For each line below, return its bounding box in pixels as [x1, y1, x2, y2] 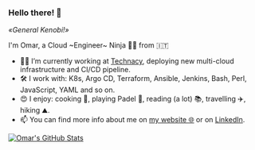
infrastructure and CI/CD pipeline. [19, 65, 131, 75]
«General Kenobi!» [8, 25, 69, 35]
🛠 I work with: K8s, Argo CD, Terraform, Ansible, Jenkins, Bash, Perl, [19, 74, 247, 83]
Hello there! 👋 [8, 7, 62, 18]
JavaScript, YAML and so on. [19, 85, 116, 94]
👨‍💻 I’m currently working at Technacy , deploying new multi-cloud [19, 56, 234, 66]
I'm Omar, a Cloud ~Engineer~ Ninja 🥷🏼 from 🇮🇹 [8, 40, 169, 50]
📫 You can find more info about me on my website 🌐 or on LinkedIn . [19, 115, 245, 125]
